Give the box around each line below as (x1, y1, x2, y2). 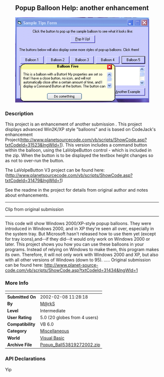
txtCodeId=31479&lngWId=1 (5, 177, 62, 183)
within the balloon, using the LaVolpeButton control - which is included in (5, 147, 152, 153)
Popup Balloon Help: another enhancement (15, 4, 149, 12)
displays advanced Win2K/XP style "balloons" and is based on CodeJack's (5, 126, 156, 132)
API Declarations (5, 355, 46, 362)
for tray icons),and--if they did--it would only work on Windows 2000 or (5, 236, 150, 242)
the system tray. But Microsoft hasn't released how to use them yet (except (5, 231, 156, 237)
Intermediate (40, 307, 66, 313)
